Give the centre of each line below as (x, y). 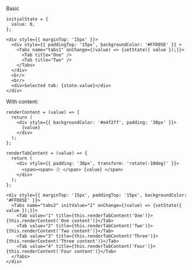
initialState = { (27, 19)
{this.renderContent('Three (40, 241)
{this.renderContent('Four (39, 251)
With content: (23, 101)
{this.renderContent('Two (37, 231)
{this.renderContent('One (37, 221)
